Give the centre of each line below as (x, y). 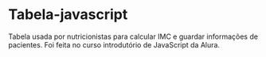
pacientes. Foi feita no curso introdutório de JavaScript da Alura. (114, 44)
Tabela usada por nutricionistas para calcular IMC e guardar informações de (133, 36)
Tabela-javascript (68, 15)
